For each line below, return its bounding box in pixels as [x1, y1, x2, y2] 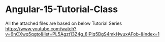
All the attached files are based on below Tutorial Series [5, 20, 122, 26]
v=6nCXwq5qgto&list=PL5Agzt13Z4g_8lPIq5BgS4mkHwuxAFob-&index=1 [5, 31, 160, 37]
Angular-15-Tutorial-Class [5, 4, 118, 15]
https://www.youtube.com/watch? [5, 25, 77, 31]
